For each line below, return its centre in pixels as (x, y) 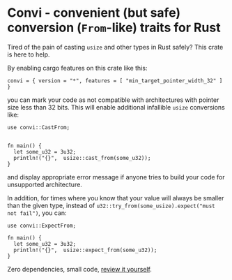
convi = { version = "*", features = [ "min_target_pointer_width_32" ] (115, 81)
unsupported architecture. (45, 184)
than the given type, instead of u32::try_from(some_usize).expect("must (111, 205)
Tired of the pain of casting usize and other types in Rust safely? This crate (115, 47)
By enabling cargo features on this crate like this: (77, 68)
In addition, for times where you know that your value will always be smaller (116, 198)
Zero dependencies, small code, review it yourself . (79, 269)
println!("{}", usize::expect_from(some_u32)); (85, 250)
